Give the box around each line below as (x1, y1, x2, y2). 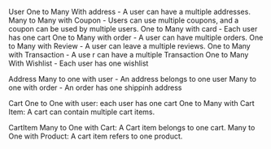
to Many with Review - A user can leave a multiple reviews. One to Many (8, 41, 251, 51)
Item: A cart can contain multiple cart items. (8, 107, 155, 117)
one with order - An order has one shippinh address (8, 83, 182, 92)
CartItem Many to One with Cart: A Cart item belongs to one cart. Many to (8, 123, 256, 132)
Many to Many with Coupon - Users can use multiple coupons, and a (8, 15, 239, 25)
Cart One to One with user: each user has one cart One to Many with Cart (8, 99, 255, 108)
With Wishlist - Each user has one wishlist (8, 58, 149, 68)
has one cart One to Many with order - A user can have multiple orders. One (8, 32, 264, 42)
